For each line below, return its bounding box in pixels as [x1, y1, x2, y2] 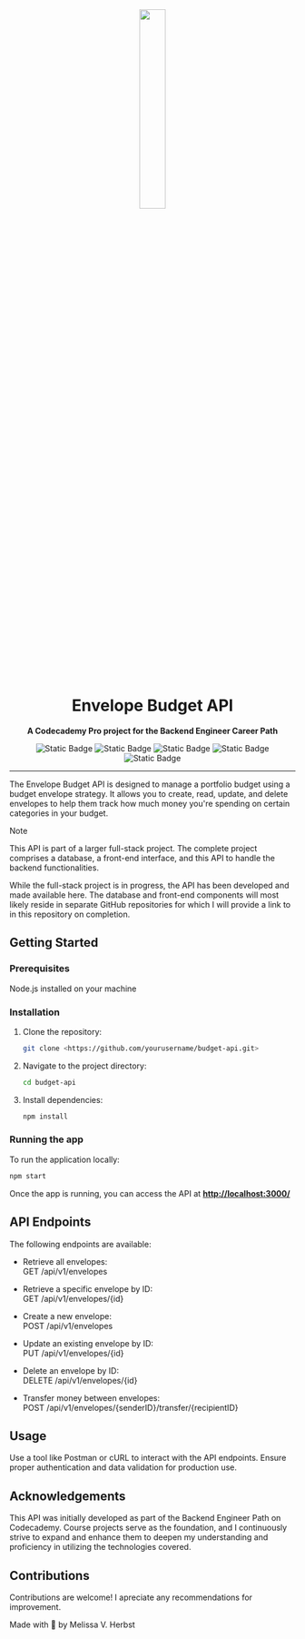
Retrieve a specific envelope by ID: [22, 1283, 152, 1294]
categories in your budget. [9, 808, 109, 819]
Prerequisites [9, 962, 70, 975]
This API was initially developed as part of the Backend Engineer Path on [9, 1513, 281, 1524]
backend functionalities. [9, 862, 100, 873]
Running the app [9, 1133, 84, 1146]
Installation [9, 1006, 61, 1018]
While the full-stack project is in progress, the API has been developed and [9, 879, 290, 890]
